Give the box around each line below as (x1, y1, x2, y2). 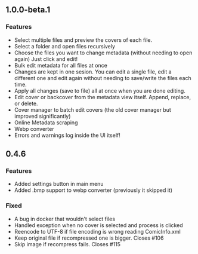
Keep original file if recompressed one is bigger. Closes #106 (14, 234, 164, 241)
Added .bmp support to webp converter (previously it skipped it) (14, 186, 173, 194)
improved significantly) (14, 112, 71, 120)
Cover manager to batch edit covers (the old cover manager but (14, 106, 171, 113)
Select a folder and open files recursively (14, 42, 116, 50)
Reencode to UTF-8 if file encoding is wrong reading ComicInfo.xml (14, 228, 181, 235)
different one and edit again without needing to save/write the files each (14, 74, 191, 81)
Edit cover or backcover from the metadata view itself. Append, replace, (14, 93, 191, 100)
